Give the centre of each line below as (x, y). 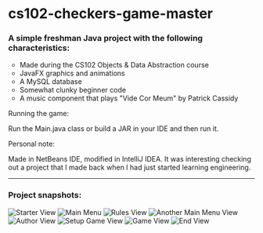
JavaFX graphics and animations (72, 73)
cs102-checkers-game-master (111, 14)
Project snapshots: (45, 195)
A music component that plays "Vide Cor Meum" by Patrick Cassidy (129, 98)
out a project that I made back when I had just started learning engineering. (130, 167)
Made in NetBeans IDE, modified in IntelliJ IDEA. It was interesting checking (130, 159)
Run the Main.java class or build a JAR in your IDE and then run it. (113, 129)
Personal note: (31, 144)
